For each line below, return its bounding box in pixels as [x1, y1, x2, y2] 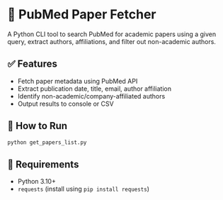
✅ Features [7, 58, 58, 70]
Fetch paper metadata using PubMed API [17, 77, 138, 85]
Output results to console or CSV [17, 99, 115, 108]
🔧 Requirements [7, 158, 79, 170]
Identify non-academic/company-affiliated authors [17, 91, 166, 100]
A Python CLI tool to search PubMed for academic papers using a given [7, 30, 217, 38]
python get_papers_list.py [7, 138, 87, 146]
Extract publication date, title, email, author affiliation [17, 84, 172, 93]
